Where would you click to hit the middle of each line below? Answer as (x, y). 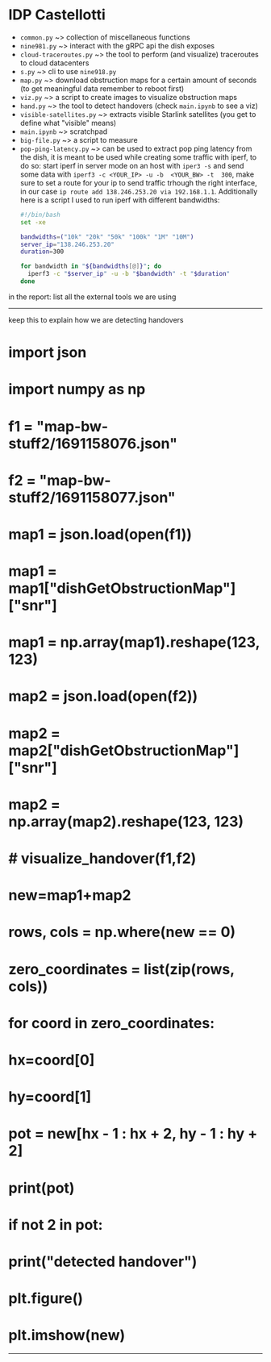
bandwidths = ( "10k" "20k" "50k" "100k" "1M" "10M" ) (107, 237)
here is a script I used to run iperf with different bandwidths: (120, 200)
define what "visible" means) (68, 123)
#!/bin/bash (40, 215)
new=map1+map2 (70, 896)
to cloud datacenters (54, 63)
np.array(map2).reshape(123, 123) (126, 821)
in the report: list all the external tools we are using (92, 297)
